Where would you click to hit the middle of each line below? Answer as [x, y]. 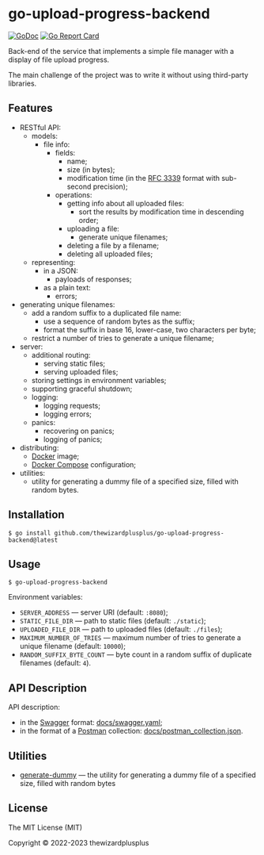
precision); [110, 186]
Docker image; [55, 456]
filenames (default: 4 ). [55, 663]
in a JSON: [61, 270]
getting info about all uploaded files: [125, 203]
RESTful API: [40, 127]
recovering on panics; [79, 431]
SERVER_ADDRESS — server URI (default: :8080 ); [94, 612]
